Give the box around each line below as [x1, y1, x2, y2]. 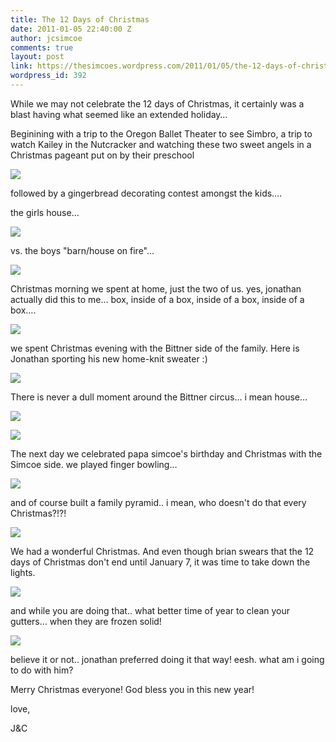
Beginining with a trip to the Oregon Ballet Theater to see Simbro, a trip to [10, 127, 313, 140]
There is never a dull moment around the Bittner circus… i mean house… [10, 391, 308, 403]
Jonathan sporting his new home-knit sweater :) [10, 352, 208, 365]
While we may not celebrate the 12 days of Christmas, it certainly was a [10, 97, 305, 110]
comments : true [10, 42, 74, 53]
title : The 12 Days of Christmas [10, 14, 150, 25]
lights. [10, 566, 36, 578]
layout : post [10, 52, 65, 62]
